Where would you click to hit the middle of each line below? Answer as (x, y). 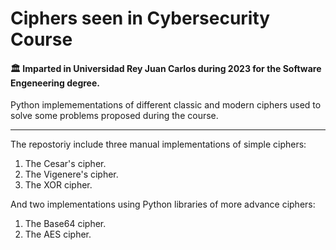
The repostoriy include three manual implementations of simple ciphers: (158, 144)
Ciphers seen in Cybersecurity (140, 18)
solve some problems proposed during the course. (114, 116)
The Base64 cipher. (65, 224)
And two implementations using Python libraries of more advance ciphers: (163, 204)
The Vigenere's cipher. (71, 174)
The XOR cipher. (58, 185)
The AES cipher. (58, 234)
